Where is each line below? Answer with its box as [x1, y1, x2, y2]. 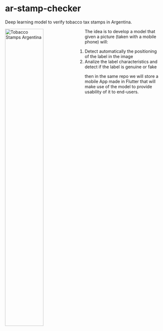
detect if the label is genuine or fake [85, 64, 157, 70]
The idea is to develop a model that [85, 28, 156, 34]
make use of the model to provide [85, 83, 152, 89]
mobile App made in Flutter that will [85, 78, 156, 84]
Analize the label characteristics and [85, 58, 158, 64]
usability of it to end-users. [85, 89, 139, 95]
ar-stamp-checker [5, 3, 81, 14]
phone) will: [85, 39, 109, 44]
